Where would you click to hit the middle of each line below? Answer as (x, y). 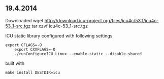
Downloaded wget (24, 20)
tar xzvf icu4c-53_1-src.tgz (60, 26)
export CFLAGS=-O (24, 45)
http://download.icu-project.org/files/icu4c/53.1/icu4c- (102, 20)
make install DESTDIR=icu (32, 72)
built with (15, 63)
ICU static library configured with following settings (59, 35)
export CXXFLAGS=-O (35, 49)
